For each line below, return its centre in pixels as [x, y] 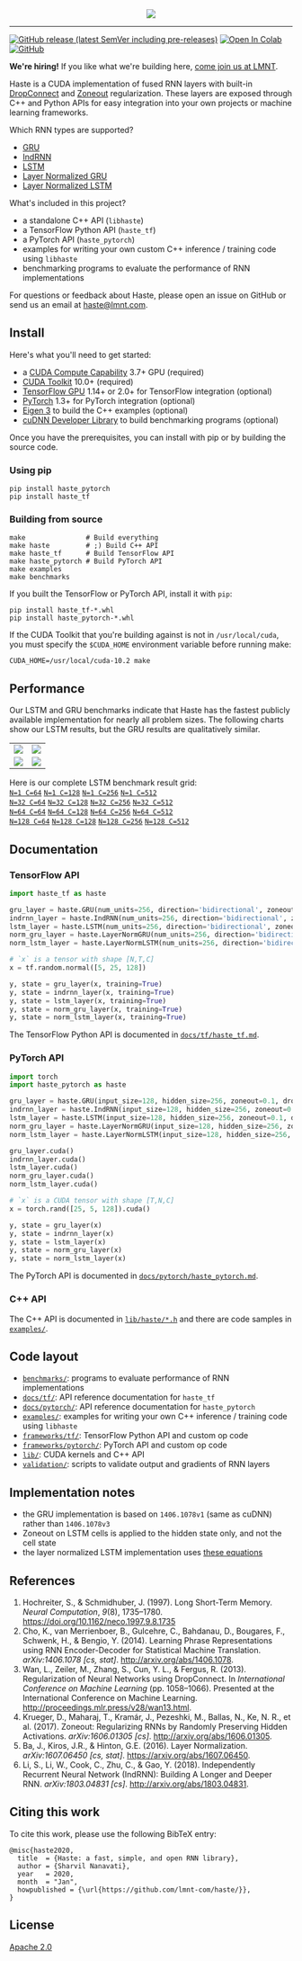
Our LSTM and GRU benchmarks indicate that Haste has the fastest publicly [150, 711]
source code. [34, 447]
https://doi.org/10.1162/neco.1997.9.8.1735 [99, 1621]
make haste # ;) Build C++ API [84, 546]
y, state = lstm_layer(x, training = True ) [88, 1001]
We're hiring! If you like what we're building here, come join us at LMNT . [144, 66]
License [32, 1925]
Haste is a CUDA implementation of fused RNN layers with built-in [131, 84]
